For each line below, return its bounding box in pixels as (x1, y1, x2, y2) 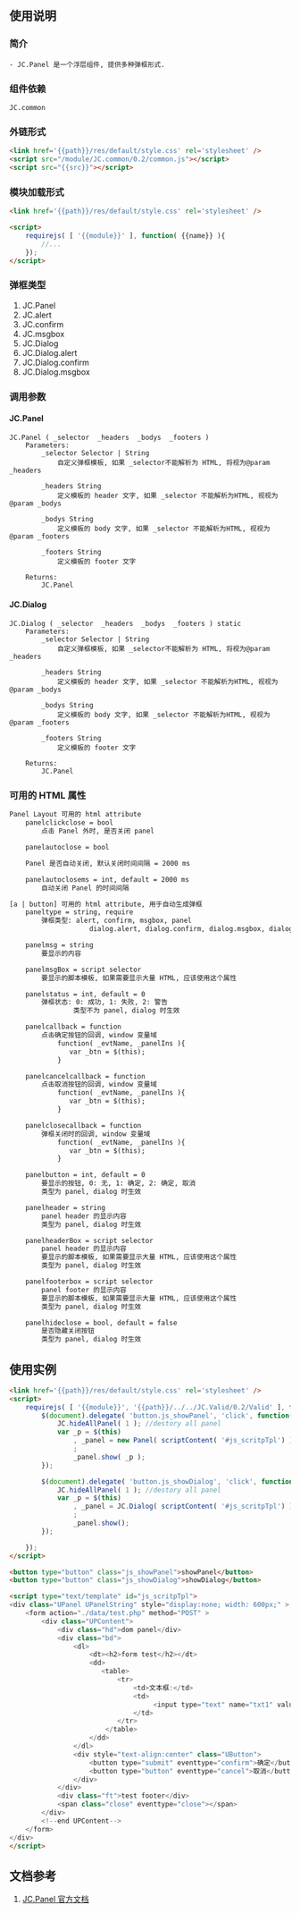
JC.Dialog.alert (21, 347, 78, 358)
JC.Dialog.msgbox (21, 366, 91, 377)
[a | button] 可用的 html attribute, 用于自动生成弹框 (9, 900, 203, 909)
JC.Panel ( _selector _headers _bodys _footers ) (9, 433, 210, 442)
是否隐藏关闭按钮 (41, 1326, 96, 1335)
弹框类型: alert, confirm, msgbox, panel (41, 916, 192, 926)
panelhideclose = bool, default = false (25, 1318, 178, 1327)
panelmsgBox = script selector (25, 965, 142, 974)
